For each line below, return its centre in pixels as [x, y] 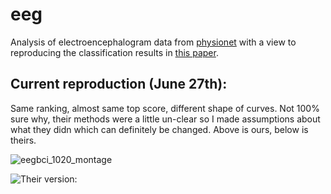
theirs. [23, 140]
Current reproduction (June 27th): [119, 84]
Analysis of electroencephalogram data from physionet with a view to [153, 42]
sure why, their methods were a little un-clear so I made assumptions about [165, 119]
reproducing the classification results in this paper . [114, 52]
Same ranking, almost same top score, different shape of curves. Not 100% [165, 108]
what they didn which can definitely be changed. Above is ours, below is [159, 129]
